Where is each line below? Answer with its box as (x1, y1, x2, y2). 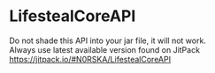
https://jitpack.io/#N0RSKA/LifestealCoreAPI (9, 54, 171, 64)
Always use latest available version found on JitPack (9, 44, 201, 55)
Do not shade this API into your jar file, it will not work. (9, 35, 206, 46)
